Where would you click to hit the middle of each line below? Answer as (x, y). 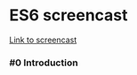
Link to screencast (43, 40)
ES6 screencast (68, 15)
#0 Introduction (44, 63)
